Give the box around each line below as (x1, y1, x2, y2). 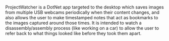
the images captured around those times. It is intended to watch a (5, 20, 142, 26)
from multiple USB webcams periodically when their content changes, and (5, 9, 160, 15)
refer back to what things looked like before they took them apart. (5, 31, 142, 36)
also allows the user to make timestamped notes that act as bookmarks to (5, 15, 158, 20)
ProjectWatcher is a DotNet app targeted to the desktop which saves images (5, 4, 164, 10)
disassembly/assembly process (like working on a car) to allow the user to (5, 25, 159, 31)
